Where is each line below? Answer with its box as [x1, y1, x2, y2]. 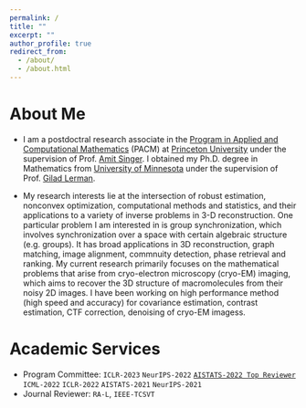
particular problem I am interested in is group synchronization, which [22, 219, 282, 230]
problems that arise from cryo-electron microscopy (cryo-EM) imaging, [22, 267, 290, 278]
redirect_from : [9, 47, 68, 57]
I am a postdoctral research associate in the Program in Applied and [22, 133, 279, 144]
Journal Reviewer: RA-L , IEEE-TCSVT [22, 388, 155, 399]
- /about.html [17, 65, 71, 74]
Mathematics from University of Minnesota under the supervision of [22, 162, 279, 173]
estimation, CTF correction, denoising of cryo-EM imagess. [22, 307, 247, 318]
